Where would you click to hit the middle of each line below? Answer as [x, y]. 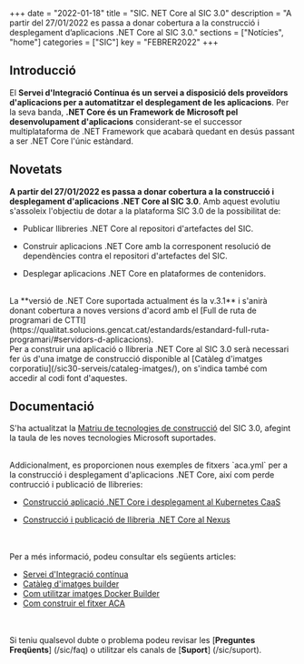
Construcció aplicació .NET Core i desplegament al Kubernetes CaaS [152, 502]
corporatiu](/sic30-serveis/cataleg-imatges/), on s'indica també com [138, 368]
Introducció [43, 70]
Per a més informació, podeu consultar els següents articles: [123, 557]
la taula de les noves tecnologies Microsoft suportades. [113, 438]
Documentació [52, 407]
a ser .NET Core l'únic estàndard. [72, 141]
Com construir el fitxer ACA [74, 603]
